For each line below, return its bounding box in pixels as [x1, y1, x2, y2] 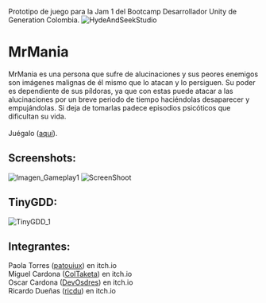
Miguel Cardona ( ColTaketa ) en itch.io [8, 270, 133, 279]
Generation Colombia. [8, 15, 80, 25]
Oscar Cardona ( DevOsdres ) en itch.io [8, 278, 133, 287]
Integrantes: [8, 239, 71, 253]
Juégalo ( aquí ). [8, 128, 58, 138]
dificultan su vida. [8, 111, 67, 121]
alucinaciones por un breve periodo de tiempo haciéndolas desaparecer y [8, 95, 250, 104]
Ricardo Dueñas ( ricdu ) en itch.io [8, 286, 117, 296]
